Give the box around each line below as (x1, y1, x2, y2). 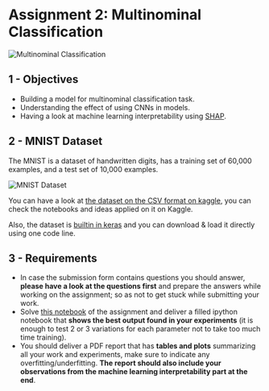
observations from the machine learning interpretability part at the (19, 367, 248, 377)
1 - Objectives (8, 72, 79, 86)
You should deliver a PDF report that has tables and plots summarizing (19, 341, 256, 351)
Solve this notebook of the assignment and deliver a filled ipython (19, 307, 238, 317)
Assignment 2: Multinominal (8, 6, 202, 24)
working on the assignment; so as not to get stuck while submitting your (19, 290, 260, 299)
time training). (19, 332, 67, 343)
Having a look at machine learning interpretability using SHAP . (19, 111, 227, 121)
